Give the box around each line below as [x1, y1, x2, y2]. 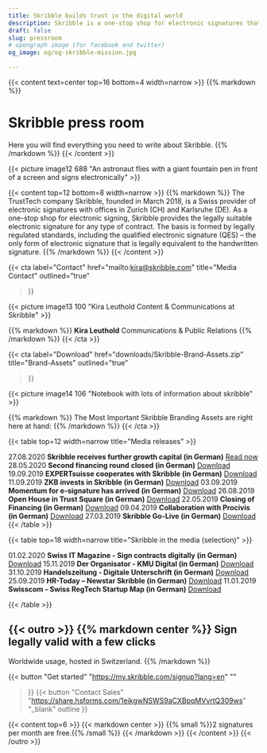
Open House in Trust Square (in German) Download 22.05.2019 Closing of [8, 494, 255, 504]
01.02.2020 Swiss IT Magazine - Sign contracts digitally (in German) [8, 550, 238, 560]
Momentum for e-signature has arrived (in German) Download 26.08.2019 [8, 486, 255, 495]
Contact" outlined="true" [8, 271, 90, 280]
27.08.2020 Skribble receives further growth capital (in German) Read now [8, 451, 258, 462]
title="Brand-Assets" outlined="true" [8, 357, 129, 367]
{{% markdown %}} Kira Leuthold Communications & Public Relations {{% [8, 326, 252, 335]
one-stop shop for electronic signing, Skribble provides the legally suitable [8, 213, 253, 223]
